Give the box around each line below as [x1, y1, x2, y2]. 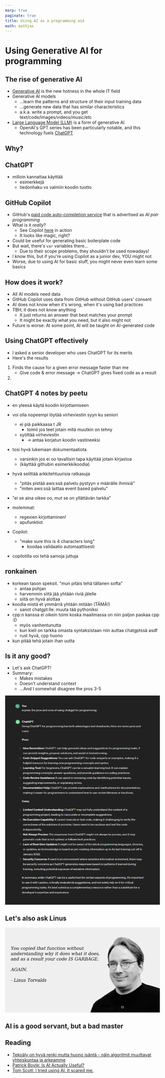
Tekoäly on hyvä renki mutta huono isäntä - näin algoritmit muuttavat [12, 1051, 151, 1057]
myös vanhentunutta [19, 622, 61, 628]
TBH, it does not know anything [12, 307, 76, 313]
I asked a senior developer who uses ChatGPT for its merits [12, 349, 133, 356]
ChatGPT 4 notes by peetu [5, 389, 88, 397]
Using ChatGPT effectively [5, 337, 88, 345]
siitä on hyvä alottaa [19, 596, 60, 602]
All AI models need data [12, 291, 60, 297]
